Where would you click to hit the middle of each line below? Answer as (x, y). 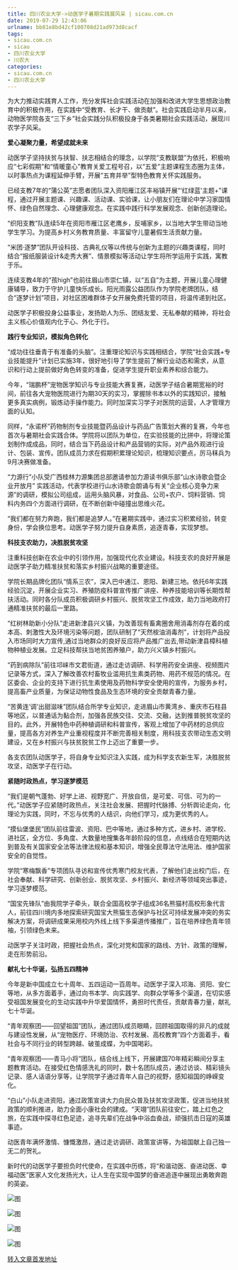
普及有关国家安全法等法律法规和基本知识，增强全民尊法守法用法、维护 (115, 847)
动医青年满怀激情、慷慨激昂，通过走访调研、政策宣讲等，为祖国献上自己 (113, 1142)
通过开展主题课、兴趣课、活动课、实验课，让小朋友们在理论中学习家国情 (125, 199)
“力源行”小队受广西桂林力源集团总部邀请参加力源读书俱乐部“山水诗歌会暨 (114, 477)
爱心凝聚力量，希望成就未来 (48, 143)
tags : (15, 34)
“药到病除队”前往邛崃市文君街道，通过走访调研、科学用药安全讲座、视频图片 (119, 665)
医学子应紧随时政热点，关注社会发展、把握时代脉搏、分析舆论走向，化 (128, 805)
